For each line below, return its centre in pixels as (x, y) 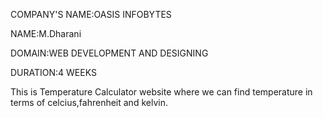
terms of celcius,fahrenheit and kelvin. (89, 102)
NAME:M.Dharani (46, 33)
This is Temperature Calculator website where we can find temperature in (161, 92)
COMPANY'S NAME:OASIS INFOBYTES (91, 14)
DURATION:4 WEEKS (53, 72)
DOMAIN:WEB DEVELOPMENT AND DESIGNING (109, 53)
